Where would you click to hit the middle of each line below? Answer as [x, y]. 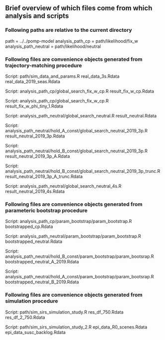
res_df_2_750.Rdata [25, 317]
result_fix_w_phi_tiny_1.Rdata [34, 106]
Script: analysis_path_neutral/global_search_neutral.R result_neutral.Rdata [81, 115]
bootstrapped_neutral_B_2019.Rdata [42, 282]
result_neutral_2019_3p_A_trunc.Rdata [44, 176]
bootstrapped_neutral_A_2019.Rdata [42, 262]
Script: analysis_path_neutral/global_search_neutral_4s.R [63, 186]
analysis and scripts [37, 16]
